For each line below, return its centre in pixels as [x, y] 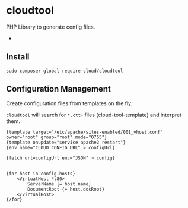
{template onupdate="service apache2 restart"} [66, 142]
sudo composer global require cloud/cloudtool [65, 71]
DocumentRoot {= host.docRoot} [66, 189]
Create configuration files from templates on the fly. [69, 103]
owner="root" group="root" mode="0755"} [57, 137]
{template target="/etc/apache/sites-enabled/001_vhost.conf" [85, 132]
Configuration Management [59, 89]
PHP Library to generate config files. [51, 27]
